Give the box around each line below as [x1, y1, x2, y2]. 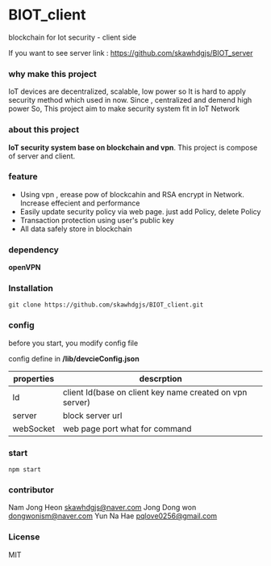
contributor [8, 484, 55, 495]
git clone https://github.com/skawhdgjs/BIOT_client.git [8, 301, 204, 309]
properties [13, 373, 55, 384]
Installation [8, 283, 54, 294]
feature [8, 171, 38, 183]
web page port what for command [62, 423, 192, 434]
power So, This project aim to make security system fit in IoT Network [8, 103, 240, 114]
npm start [8, 466, 42, 474]
